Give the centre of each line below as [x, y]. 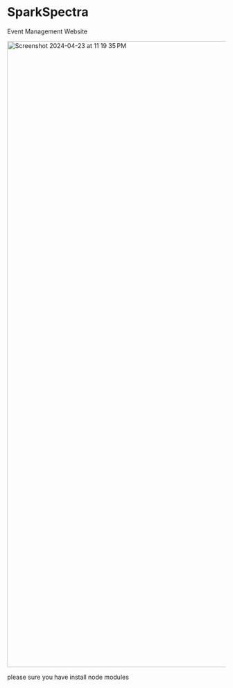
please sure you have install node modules [68, 677]
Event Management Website [48, 31]
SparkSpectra [48, 12]
